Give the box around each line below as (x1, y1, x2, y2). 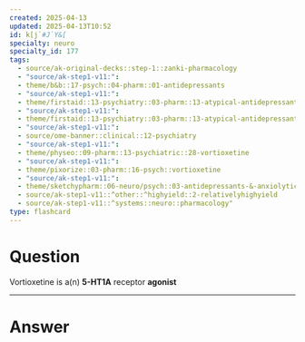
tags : (9, 55, 30, 64)
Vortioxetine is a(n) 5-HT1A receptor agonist (9, 276, 177, 287)
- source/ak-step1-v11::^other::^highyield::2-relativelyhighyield (17, 191, 279, 200)
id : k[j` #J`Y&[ (9, 30, 67, 39)
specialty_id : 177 (9, 47, 79, 56)
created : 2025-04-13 (9, 13, 88, 23)
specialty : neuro (9, 38, 75, 48)
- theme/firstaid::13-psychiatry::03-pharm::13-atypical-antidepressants (17, 97, 302, 107)
